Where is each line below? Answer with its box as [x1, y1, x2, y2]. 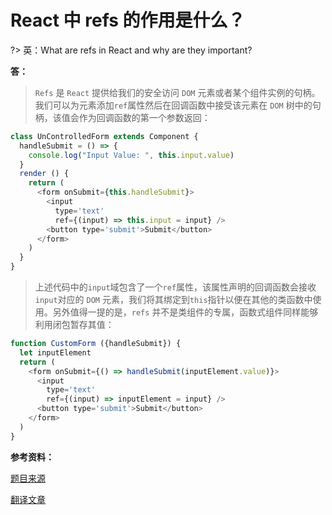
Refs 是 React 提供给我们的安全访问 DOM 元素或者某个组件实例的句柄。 [34, 86, 321, 98]
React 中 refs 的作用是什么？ [10, 9, 246, 32]
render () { [19, 169, 70, 179]
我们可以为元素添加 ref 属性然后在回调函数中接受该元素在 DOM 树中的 [34, 99, 313, 111]
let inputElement [19, 347, 92, 358]
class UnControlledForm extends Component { [10, 131, 199, 141]
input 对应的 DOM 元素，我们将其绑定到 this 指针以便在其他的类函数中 [34, 294, 313, 306]
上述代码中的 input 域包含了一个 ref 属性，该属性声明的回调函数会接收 [34, 281, 317, 293]
